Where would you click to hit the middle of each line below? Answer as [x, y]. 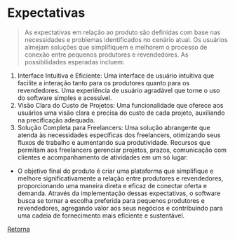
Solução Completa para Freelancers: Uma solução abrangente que [114, 127]
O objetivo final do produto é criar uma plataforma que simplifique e [115, 171]
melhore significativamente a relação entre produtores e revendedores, [120, 178]
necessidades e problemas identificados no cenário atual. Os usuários [126, 39]
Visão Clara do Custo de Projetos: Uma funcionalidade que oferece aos [120, 105]
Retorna [19, 229]
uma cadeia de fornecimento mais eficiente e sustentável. [101, 216]
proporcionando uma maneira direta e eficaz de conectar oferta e [112, 185]
